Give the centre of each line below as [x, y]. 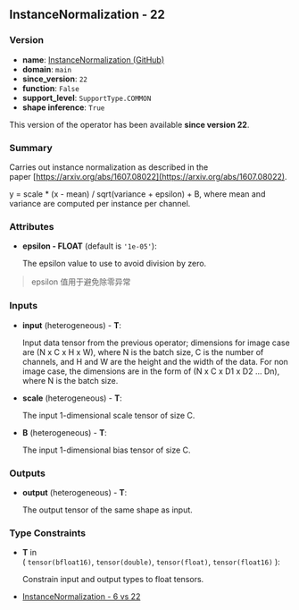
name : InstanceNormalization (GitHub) [93, 59]
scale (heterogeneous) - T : [72, 398]
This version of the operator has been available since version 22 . [129, 124]
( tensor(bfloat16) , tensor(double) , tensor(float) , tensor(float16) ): [151, 562]
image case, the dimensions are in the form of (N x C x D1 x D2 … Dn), [151, 371]
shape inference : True [63, 107]
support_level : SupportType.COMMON [87, 97]
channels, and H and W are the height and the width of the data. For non [155, 361]
